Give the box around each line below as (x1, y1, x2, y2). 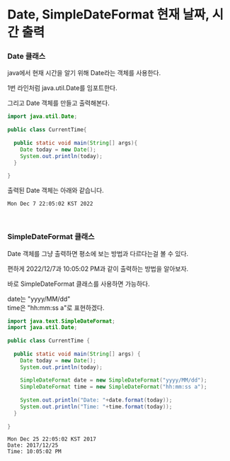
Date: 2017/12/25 (7, 442, 59, 449)
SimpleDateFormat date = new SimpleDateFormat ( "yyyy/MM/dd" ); (20, 377, 207, 384)
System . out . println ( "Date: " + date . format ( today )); (20, 396, 173, 404)
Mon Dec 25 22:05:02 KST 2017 (7, 435, 97, 443)
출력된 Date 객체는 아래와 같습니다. (7, 186, 104, 195)
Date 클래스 (7, 51, 46, 61)
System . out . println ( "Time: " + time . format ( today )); (20, 403, 173, 410)
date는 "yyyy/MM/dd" (7, 294, 71, 303)
